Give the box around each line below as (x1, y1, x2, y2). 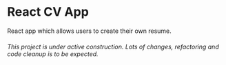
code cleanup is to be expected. (7, 49, 99, 58)
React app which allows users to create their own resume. (7, 27, 172, 35)
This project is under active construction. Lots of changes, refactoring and (7, 42, 219, 51)
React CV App (7, 4, 90, 20)
